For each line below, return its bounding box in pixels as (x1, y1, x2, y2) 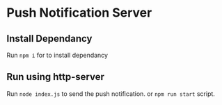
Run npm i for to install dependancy (6, 51, 109, 59)
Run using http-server (6, 71, 105, 83)
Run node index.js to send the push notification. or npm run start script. (6, 89, 215, 98)
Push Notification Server (6, 5, 152, 21)
